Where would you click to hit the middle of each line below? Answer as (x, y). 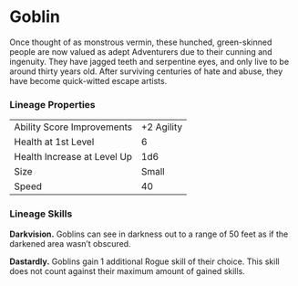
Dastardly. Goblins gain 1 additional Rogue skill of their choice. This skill (144, 261)
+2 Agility (162, 127)
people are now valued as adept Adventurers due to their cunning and (141, 51)
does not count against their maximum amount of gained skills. (128, 270)
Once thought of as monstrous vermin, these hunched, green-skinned (141, 42)
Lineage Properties (52, 104)
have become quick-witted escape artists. (88, 80)
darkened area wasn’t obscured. (70, 243)
